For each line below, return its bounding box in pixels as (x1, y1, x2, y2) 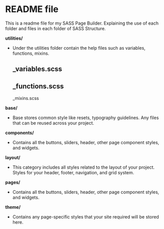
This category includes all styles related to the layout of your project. (12, 164, 155, 170)
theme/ (5, 204, 21, 210)
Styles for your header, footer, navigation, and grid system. (12, 170, 134, 176)
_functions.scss (12, 82, 64, 90)
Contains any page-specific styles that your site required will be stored (12, 214, 159, 220)
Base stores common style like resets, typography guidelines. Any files (12, 114, 159, 121)
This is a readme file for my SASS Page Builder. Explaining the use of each (5, 20, 159, 26)
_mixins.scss (12, 95, 39, 101)
